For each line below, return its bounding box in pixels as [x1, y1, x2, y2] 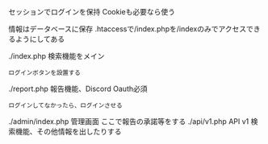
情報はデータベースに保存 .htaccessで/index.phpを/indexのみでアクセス [8, 24, 247, 34]
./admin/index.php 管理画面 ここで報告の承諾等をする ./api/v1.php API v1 [8, 117, 249, 126]
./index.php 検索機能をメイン [8, 51, 105, 60]
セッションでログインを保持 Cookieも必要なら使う [8, 7, 176, 16]
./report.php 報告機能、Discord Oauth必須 [8, 84, 148, 93]
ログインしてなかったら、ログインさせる [8, 101, 123, 109]
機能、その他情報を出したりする [15, 127, 122, 136]
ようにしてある [15, 35, 65, 43]
